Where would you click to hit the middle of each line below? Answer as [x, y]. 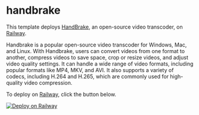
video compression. [48, 83]
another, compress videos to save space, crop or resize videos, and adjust [97, 57]
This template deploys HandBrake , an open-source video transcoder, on [94, 27]
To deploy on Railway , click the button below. [61, 94]
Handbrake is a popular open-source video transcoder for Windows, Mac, [97, 45]
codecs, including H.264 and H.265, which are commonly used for [88, 76]
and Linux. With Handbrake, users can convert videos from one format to [96, 51]
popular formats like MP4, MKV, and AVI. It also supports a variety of [90, 70]
